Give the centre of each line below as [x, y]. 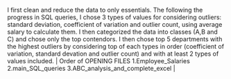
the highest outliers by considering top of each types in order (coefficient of [115, 46]
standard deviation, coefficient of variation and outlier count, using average [115, 24]
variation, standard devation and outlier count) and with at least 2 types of [113, 54]
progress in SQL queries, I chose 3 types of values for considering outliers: [114, 17]
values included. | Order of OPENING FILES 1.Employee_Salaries [99, 61]
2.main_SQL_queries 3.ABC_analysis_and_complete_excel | [91, 68]
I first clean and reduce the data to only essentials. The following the [105, 10]
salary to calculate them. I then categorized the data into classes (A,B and [113, 32]
